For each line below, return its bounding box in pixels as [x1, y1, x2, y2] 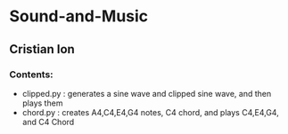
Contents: [9, 68, 53, 81]
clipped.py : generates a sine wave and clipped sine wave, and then [21, 88, 272, 99]
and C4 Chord [21, 116, 75, 127]
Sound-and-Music [9, 6, 149, 27]
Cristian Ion [9, 42, 76, 57]
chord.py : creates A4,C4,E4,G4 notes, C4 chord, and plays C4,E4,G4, [21, 106, 279, 117]
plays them [21, 98, 63, 108]
